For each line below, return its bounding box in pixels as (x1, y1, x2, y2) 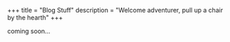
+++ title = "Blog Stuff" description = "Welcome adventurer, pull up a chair (7, 6, 224, 14)
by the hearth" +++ (7, 13, 63, 22)
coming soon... (7, 27, 51, 35)
